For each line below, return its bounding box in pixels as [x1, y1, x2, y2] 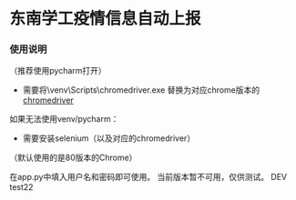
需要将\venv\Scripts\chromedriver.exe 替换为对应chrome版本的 [22, 85, 260, 95]
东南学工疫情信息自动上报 [9, 8, 202, 29]
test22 [9, 182, 34, 193]
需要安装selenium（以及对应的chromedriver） [22, 133, 196, 144]
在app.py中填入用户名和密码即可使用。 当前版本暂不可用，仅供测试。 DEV [9, 172, 288, 183]
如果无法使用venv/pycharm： [9, 114, 119, 125]
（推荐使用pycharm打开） [9, 65, 107, 76]
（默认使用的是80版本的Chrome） [9, 152, 138, 164]
